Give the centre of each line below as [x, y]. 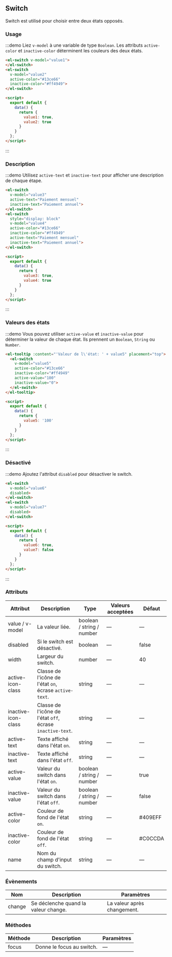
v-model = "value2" [28, 74]
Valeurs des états [28, 323]
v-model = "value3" [28, 195]
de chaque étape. [24, 181]
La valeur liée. [54, 627]
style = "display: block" [35, 219]
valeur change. [49, 910]
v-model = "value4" [28, 223]
